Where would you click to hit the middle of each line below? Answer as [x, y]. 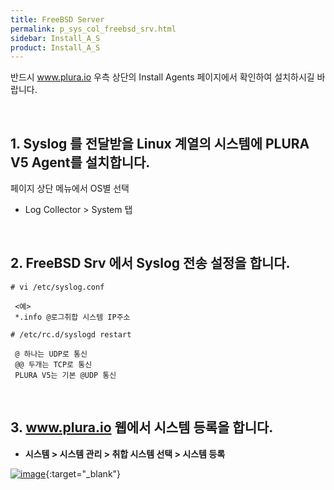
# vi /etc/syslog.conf [57, 287]
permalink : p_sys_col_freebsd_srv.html [93, 29]
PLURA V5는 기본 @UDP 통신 [65, 375]
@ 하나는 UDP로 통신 [51, 354]
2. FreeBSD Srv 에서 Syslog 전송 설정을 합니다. [150, 263]
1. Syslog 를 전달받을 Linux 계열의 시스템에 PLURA [160, 143]
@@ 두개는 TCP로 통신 [53, 364]
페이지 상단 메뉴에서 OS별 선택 [70, 188]
